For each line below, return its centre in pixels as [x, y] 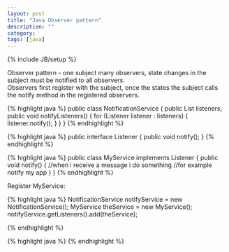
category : [22, 33]
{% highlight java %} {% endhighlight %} [66, 242]
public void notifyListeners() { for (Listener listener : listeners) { [98, 116]
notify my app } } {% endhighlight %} [60, 173]
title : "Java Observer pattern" [54, 20]
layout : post [26, 14]
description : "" [31, 26]
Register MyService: [36, 186]
